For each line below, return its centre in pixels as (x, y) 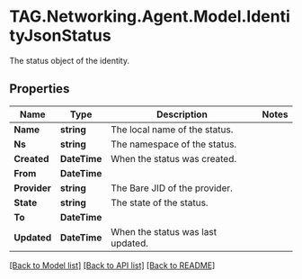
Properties (40, 89)
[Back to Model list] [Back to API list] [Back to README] (112, 265)
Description (182, 114)
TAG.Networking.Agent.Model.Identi (150, 17)
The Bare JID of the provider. (172, 188)
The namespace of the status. (174, 144)
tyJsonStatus (60, 36)
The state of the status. (160, 202)
